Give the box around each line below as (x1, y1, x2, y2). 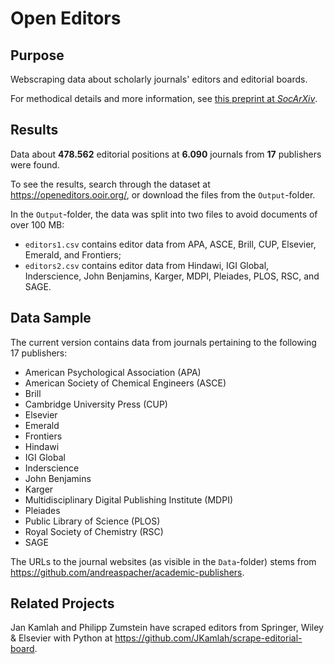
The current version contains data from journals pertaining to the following (10, 336, 317, 348)
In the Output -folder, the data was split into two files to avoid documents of (10, 208, 318, 220)
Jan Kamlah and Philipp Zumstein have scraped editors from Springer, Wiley (10, 622, 324, 634)
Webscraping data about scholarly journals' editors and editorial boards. (10, 73, 308, 85)
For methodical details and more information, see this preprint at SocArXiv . (10, 93, 318, 104)
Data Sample (10, 310, 92, 327)
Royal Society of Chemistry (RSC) (24, 525, 164, 537)
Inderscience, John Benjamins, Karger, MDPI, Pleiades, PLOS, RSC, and (24, 270, 320, 282)
